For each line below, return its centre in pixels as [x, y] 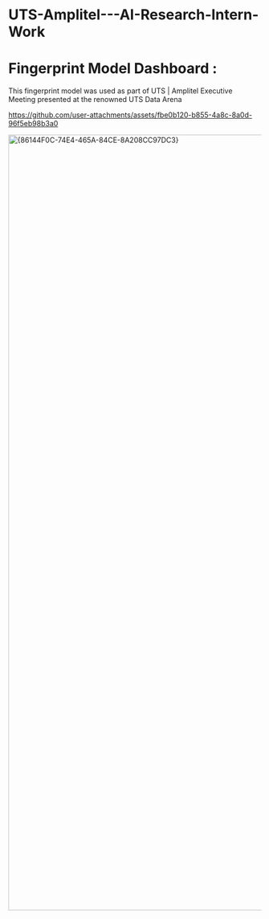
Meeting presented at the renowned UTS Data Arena [95, 100]
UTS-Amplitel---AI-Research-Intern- [134, 15]
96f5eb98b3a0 [33, 124]
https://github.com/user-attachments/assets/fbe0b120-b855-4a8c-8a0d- [130, 115]
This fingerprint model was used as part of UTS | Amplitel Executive [120, 91]
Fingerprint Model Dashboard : [113, 69]
